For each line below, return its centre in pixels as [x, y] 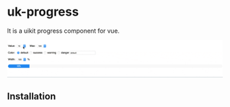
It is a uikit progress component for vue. [63, 31]
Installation [31, 96]
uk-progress [43, 12]
